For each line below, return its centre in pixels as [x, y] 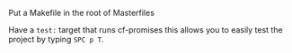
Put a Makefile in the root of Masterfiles [81, 13]
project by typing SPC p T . [56, 39]
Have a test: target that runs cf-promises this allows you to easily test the [146, 30]
